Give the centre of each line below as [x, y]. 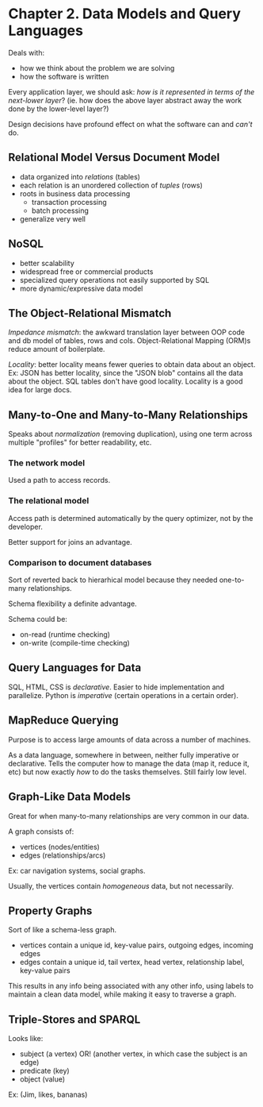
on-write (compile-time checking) [75, 643]
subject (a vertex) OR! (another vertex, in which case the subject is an [133, 1054]
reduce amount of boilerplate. [57, 349]
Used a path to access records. [59, 480]
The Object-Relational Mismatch [90, 313]
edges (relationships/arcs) [63, 855]
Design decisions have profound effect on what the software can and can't [130, 124]
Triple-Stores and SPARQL [74, 1019]
